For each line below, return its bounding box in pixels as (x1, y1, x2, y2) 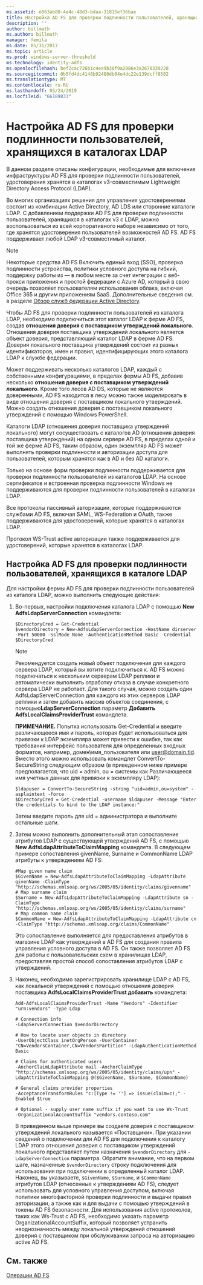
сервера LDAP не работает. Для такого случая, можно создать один (14, 685, 193, 692)
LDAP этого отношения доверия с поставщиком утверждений (14, 1141, 175, 1149)
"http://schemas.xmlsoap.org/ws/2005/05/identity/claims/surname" (14, 905, 186, 911)
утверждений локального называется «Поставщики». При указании (14, 1129, 192, 1136)
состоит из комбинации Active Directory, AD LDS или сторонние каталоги (6, 202, 195, 210)
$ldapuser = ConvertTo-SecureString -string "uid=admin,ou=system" (14, 786, 188, 792)
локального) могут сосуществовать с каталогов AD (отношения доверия (6, 429, 195, 436)
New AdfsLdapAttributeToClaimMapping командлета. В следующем (14, 843, 191, 850)
